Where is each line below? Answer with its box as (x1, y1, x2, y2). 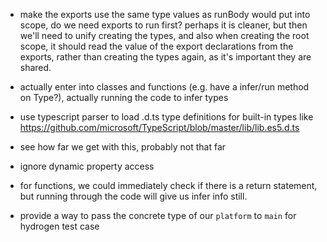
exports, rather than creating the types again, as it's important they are (19, 51, 312, 63)
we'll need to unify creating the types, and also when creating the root (19, 30, 310, 41)
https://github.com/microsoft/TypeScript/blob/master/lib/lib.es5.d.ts (19, 122, 300, 133)
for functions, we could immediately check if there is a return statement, (19, 180, 318, 191)
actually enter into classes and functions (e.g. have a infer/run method (19, 81, 310, 93)
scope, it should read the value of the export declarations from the (19, 40, 294, 52)
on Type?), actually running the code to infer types (19, 92, 229, 103)
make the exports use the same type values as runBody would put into (19, 9, 311, 20)
